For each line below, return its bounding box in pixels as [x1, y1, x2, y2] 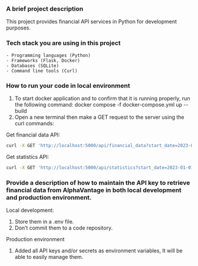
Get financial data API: [6, 131, 60, 138]
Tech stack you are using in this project [6, 39, 121, 47]
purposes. [6, 24, 31, 31]
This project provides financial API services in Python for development [6, 18, 177, 25]
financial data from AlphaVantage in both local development [6, 186, 181, 194]
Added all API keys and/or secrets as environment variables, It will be [14, 247, 183, 254]
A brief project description [6, 5, 84, 13]
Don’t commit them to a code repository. [14, 224, 113, 231]
